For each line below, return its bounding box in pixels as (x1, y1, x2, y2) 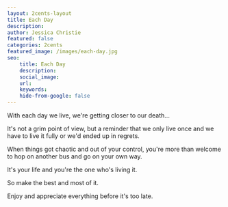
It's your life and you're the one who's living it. (7, 165, 138, 174)
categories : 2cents (7, 42, 63, 49)
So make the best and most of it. (7, 179, 99, 187)
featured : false (7, 36, 53, 42)
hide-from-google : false (19, 93, 90, 100)
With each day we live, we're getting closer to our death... (7, 111, 170, 120)
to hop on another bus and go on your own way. (7, 152, 142, 161)
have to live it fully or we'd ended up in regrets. (7, 132, 140, 140)
